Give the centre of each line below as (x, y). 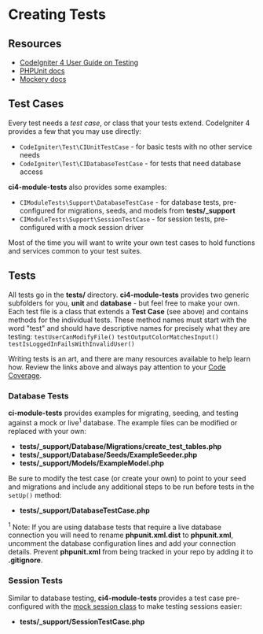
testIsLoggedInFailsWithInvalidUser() (71, 344)
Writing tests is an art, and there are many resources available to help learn (130, 358)
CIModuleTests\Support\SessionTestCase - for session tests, (116, 219)
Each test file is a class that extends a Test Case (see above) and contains (128, 311)
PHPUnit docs (42, 71)
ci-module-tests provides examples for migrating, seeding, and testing (123, 413)
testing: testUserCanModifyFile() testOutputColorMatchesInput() (113, 336)
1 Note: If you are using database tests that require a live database (115, 526)
